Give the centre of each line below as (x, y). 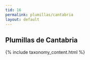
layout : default (22, 19)
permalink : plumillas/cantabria (39, 15)
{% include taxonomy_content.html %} (45, 52)
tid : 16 (13, 10)
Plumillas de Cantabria (41, 40)
